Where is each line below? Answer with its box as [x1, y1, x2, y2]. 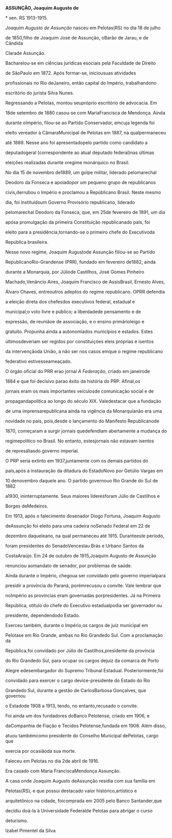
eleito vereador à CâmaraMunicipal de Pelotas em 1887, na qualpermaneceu [5, 130, 166, 135]
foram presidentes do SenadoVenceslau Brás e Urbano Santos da [5, 543, 144, 549]
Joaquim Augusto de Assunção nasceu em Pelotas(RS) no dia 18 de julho [5, 25, 161, 31]
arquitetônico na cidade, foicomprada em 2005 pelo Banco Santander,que [5, 798, 162, 804]
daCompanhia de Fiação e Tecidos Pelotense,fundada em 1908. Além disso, [5, 723, 166, 729]
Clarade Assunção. [5, 50, 46, 56]
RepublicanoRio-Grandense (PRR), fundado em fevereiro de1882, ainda [5, 259, 156, 265]
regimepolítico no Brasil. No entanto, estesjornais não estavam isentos [5, 438, 154, 444]
